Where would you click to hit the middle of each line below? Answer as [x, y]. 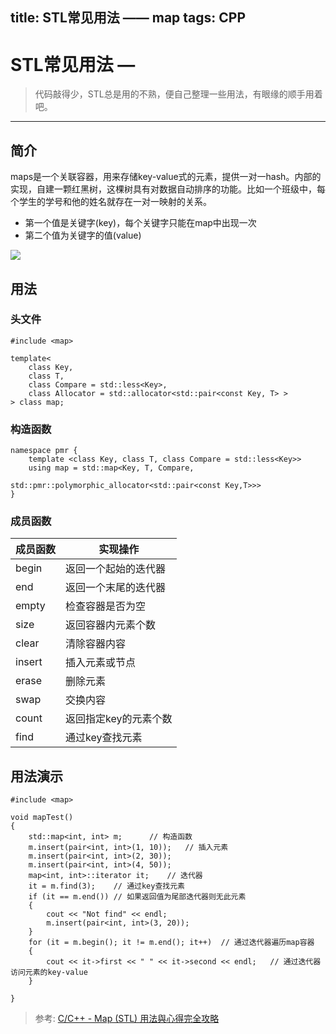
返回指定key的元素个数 [119, 719]
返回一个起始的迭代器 [116, 569]
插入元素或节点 [101, 663]
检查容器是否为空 [106, 606]
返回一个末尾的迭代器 [116, 588]
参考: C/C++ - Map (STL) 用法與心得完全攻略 [127, 1019]
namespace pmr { [44, 451]
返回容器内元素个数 [111, 625]
